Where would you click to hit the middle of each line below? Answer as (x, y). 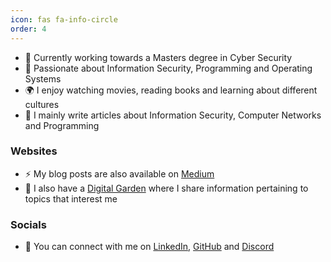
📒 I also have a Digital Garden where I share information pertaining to (166, 188)
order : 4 (28, 29)
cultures (42, 104)
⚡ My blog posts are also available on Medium (119, 173)
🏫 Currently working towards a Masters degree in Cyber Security (158, 57)
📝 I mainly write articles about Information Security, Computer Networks (173, 115)
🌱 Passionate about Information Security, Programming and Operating (168, 68)
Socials (28, 224)
